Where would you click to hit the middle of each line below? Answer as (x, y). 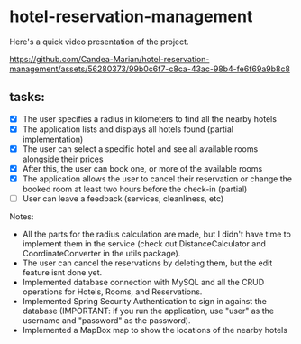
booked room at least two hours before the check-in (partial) (135, 189)
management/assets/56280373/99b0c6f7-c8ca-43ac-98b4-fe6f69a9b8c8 (150, 69)
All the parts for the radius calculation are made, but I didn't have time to (156, 234)
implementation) (53, 139)
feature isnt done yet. (62, 273)
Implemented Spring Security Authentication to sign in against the (145, 302)
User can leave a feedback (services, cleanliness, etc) (123, 199)
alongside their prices (63, 159)
